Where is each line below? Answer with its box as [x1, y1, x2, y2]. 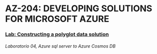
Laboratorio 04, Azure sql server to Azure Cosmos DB [5, 43, 116, 49]
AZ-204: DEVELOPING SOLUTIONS [5, 3, 153, 14]
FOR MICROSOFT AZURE [5, 13, 109, 25]
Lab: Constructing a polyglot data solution [5, 31, 109, 38]
